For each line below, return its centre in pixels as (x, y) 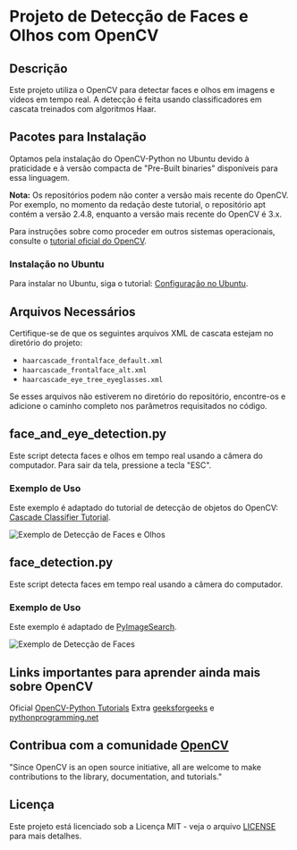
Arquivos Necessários (72, 312)
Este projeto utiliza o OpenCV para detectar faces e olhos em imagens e (142, 90)
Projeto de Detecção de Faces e (129, 17)
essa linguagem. (39, 177)
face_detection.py (61, 562)
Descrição (38, 68)
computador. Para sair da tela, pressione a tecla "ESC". (110, 465)
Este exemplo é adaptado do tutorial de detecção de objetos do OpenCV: (144, 508)
